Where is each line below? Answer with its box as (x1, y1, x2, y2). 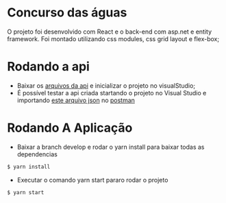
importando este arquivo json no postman (16, 96, 136, 104)
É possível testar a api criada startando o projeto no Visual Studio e (16, 88, 207, 97)
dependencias (16, 150, 58, 158)
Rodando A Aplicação (7, 120, 133, 136)
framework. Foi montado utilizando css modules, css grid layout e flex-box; (7, 34, 220, 43)
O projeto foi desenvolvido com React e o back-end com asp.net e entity (7, 27, 212, 36)
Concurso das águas (7, 5, 127, 21)
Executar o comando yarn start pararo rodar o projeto (16, 176, 168, 184)
